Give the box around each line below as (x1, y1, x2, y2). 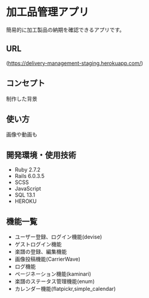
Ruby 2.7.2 (14, 166, 41, 173)
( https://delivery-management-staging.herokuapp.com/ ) (6, 59, 144, 66)
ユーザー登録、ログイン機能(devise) (14, 233, 102, 240)
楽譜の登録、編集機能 (14, 248, 67, 255)
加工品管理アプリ (6, 5, 90, 19)
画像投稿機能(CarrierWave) (14, 256, 81, 262)
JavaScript (14, 185, 41, 192)
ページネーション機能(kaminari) (14, 271, 92, 277)
